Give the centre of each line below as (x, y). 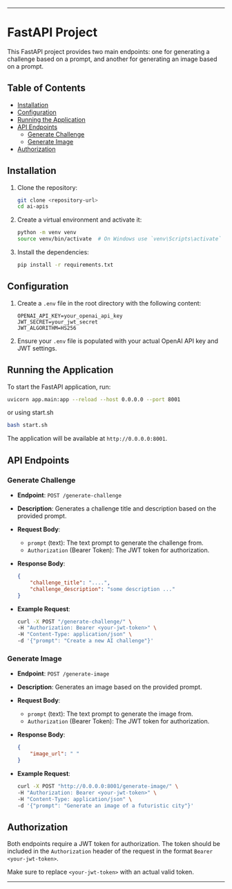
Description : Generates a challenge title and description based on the (116, 509)
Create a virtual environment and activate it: (79, 220)
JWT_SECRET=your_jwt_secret (57, 322)
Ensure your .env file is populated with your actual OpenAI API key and (118, 341)
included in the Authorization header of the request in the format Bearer (110, 851)
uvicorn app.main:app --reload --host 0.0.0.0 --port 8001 (94, 399)
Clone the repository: (47, 187)
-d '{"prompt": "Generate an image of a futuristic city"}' (105, 806)
